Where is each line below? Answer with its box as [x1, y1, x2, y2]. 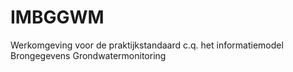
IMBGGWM [10, 6, 105, 29]
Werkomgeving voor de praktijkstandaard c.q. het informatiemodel [10, 39, 284, 51]
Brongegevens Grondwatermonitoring [10, 49, 167, 61]
